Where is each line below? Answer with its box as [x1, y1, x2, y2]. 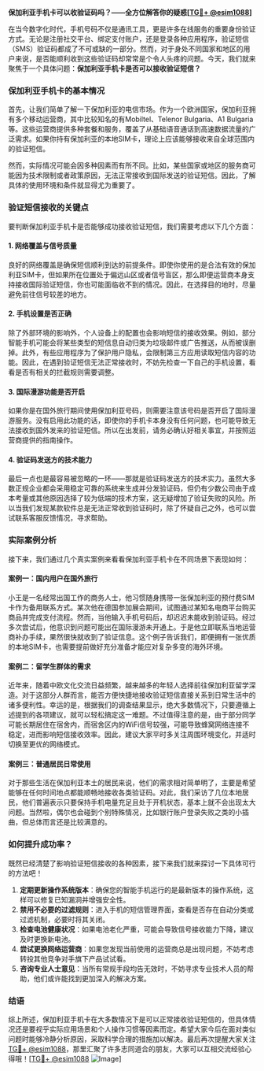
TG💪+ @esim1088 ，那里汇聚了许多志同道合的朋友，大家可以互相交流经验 [8, 1043, 245, 1054]
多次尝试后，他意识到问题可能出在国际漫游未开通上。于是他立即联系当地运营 [8, 622, 256, 632]
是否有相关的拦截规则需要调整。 [14, 368, 119, 376]
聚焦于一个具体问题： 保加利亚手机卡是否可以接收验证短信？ [8, 64, 201, 73]
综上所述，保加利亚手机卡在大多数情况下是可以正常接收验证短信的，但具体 [8, 1014, 249, 1024]
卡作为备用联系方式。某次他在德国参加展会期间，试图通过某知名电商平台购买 [8, 602, 256, 612]
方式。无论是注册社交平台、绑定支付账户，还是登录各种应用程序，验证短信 [8, 35, 249, 43]
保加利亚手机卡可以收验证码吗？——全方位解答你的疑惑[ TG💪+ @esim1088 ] [8, 8, 253, 17]
